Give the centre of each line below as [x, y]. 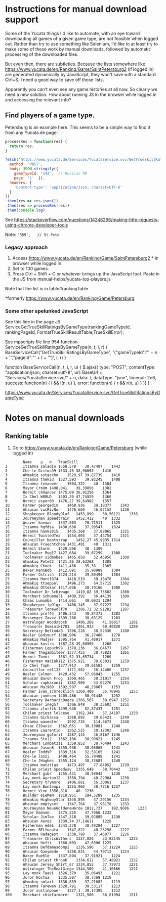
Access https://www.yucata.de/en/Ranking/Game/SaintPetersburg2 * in [85, 258]
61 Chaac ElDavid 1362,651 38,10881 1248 [63, 726]
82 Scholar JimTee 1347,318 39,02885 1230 [63, 817]
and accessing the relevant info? [38, 99]
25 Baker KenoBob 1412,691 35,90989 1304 [63, 570]
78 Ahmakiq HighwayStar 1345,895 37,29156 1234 [67, 800]
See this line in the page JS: [33, 322]
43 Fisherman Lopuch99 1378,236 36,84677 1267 [67, 648]
